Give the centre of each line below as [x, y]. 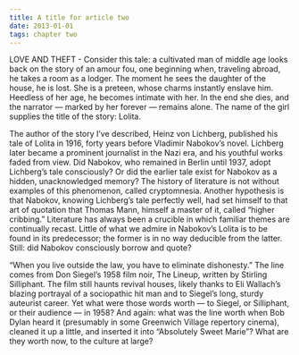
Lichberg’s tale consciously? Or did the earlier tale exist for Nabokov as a [143, 172]
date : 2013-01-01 [42, 26]
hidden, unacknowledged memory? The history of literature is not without [144, 182]
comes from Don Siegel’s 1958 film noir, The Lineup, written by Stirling [138, 275]
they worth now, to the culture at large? [81, 342]
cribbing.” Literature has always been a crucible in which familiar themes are [149, 219]
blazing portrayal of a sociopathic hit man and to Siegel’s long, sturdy [137, 294]
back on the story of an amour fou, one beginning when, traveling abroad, [145, 69]
